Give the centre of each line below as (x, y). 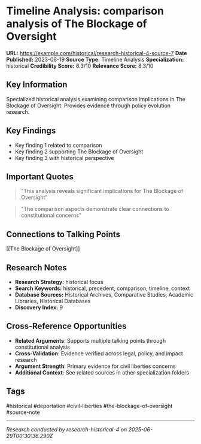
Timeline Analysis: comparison (85, 11)
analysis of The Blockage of (77, 24)
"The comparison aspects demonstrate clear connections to (95, 209)
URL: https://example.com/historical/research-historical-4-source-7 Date (97, 53)
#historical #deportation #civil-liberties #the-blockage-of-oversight (89, 406)
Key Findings (31, 131)
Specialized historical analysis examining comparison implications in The (96, 99)
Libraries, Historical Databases (53, 301)
